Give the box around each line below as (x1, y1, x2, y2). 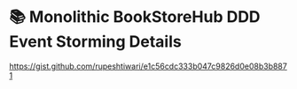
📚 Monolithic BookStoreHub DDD (9, 7, 261, 27)
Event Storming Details (9, 32, 182, 52)
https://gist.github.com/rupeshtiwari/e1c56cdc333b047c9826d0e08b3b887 (9, 61, 288, 71)
